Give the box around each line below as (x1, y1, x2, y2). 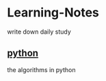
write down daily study (7, 27, 72, 36)
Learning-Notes (7, 5, 99, 21)
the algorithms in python (7, 65, 76, 73)
